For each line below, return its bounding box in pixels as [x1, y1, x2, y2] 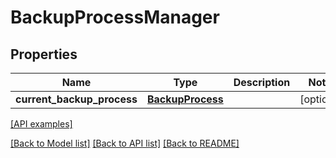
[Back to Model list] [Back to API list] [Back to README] [10, 137, 240, 149]
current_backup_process [15, 92, 138, 106]
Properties [10, 46, 78, 63]
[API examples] [10, 118, 73, 130]
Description [233, 76, 291, 89]
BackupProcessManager [10, 6, 220, 29]
